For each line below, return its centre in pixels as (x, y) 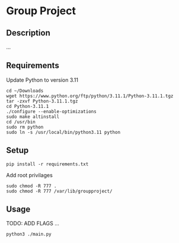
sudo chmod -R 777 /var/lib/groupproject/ (59, 191)
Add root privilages (30, 175)
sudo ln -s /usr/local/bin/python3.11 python (63, 132)
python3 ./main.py (29, 234)
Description (28, 33)
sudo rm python (25, 127)
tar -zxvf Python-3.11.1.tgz (42, 101)
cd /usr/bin (21, 122)
